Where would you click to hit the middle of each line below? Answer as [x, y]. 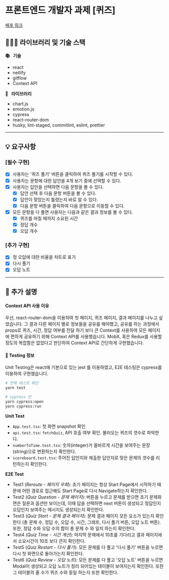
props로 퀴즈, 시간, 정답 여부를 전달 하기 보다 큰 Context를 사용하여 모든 [76, 330]
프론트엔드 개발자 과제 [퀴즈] [60, 10]
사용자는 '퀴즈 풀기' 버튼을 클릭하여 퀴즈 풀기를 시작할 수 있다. [73, 174]
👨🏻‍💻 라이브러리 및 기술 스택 [45, 42]
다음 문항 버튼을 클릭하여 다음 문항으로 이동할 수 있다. [72, 206]
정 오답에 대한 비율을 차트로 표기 [44, 257]
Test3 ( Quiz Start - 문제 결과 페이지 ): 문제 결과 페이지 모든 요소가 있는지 [83, 516]
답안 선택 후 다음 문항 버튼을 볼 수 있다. [58, 193]
